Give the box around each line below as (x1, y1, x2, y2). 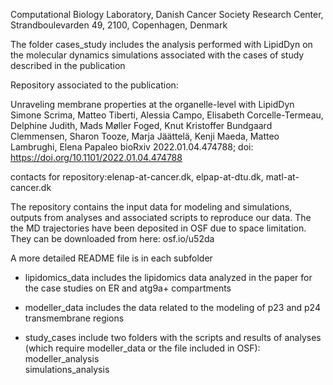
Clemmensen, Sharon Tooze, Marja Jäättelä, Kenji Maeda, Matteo (10, 130, 280, 142)
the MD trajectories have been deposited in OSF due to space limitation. (10, 222, 307, 234)
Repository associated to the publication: (10, 79, 179, 91)
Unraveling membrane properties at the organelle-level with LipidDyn (10, 99, 295, 110)
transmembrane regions (24, 312, 125, 324)
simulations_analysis (24, 364, 110, 375)
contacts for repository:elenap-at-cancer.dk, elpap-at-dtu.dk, (10, 171, 264, 183)
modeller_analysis (24, 353, 100, 364)
